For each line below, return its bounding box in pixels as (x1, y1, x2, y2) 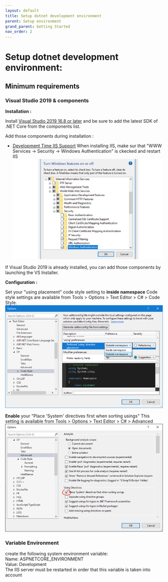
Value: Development (5, 561, 46, 567)
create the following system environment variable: (5, 551, 108, 557)
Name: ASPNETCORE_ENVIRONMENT (5, 556, 84, 562)
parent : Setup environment (5, 19, 61, 24)
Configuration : (5, 279, 37, 285)
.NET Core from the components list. (5, 123, 81, 129)
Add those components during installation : (5, 133, 94, 139)
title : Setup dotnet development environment (5, 13, 101, 19)
